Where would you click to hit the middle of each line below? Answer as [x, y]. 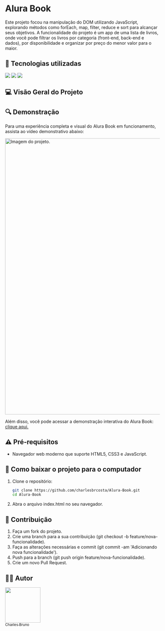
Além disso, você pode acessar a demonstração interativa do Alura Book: [79, 421]
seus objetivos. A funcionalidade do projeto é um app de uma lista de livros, [82, 32]
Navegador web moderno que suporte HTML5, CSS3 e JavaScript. [80, 454]
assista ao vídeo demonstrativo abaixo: [45, 131]
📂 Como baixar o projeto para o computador [73, 469]
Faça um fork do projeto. [37, 531]
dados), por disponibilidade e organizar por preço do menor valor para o [78, 43]
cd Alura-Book [27, 495]
